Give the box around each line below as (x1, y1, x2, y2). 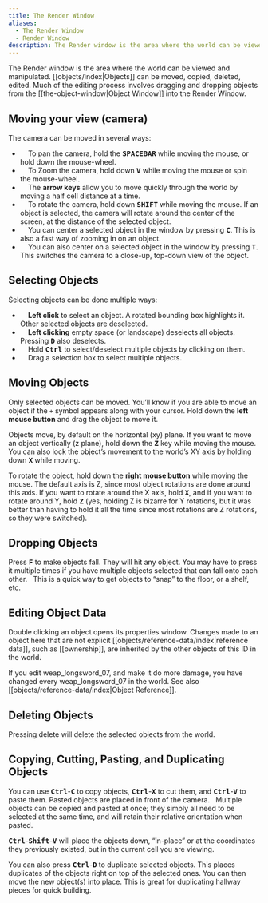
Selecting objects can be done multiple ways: (8, 295, 158, 304)
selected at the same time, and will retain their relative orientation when (8, 812, 243, 821)
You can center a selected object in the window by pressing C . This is (27, 225, 256, 234)
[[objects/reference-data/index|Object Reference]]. (8, 685, 177, 695)
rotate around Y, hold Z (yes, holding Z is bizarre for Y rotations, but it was (8, 496, 252, 506)
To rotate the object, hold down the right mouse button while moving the (8, 471, 249, 480)
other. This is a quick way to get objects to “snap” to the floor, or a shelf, (8, 575, 250, 584)
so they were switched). (8, 513, 88, 523)
